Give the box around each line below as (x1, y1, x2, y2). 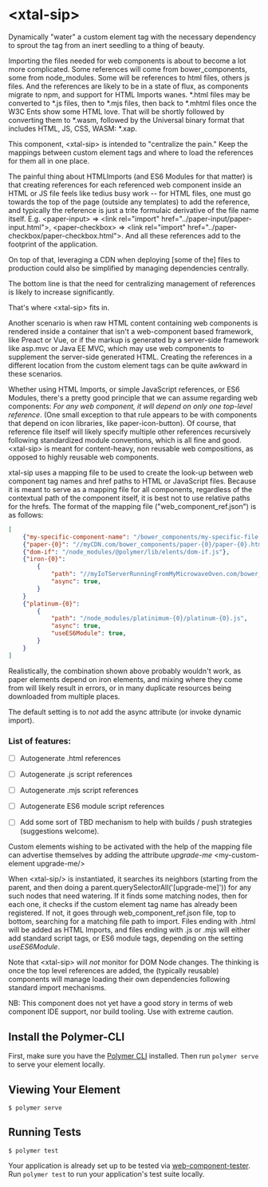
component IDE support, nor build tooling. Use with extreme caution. (8, 1007, 234, 1016)
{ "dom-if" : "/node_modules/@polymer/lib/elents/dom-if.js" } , (22, 548, 230, 556)
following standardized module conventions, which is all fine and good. (8, 435, 242, 444)
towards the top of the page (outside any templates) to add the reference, (8, 197, 250, 207)
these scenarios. (8, 369, 63, 378)
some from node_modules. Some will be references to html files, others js (8, 73, 250, 82)
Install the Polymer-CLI (8, 1030, 125, 1043)
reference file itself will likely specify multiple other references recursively (8, 427, 251, 436)
